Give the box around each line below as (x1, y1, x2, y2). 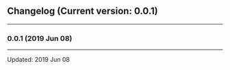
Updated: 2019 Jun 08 (7, 56, 71, 64)
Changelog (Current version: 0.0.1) (7, 5, 159, 17)
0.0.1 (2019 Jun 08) (7, 33, 73, 43)
